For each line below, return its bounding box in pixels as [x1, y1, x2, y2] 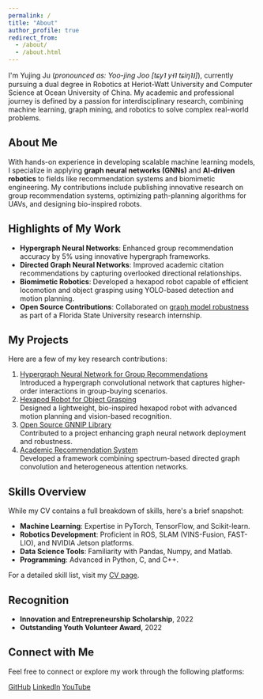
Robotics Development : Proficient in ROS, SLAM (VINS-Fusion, [19, 530, 227, 539]
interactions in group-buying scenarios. [39, 386, 168, 396]
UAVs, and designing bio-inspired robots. [8, 199, 142, 208]
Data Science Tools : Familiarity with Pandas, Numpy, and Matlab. [19, 547, 233, 557]
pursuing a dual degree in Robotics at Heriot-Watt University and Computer [8, 80, 253, 89]
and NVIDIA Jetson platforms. [37, 538, 134, 548]
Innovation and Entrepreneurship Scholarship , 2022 [19, 614, 193, 624]
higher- [221, 378, 246, 388]
